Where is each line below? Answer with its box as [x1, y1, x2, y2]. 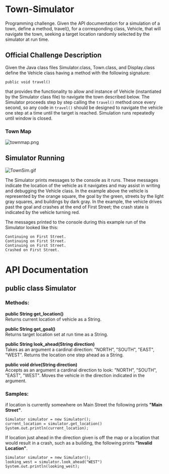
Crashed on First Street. [5, 247, 59, 252]
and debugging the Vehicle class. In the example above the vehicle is [5, 188, 148, 194]
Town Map [5, 128, 32, 135]
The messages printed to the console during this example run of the [5, 219, 146, 225]
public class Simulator [5, 284, 76, 293]
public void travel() [5, 79, 51, 84]
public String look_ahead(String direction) [5, 341, 95, 347]
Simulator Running [5, 154, 65, 163]
